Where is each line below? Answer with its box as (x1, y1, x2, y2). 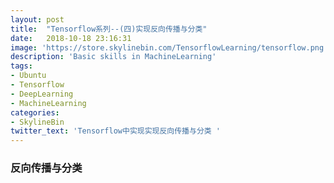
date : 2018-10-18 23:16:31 (10, 33, 132, 43)
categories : (10, 107, 60, 118)
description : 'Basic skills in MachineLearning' (10, 52, 217, 62)
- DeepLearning (10, 89, 74, 99)
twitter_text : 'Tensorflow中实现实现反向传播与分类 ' (10, 126, 222, 136)
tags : (10, 61, 33, 71)
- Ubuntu (10, 71, 47, 81)
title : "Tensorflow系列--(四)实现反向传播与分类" (10, 24, 208, 34)
